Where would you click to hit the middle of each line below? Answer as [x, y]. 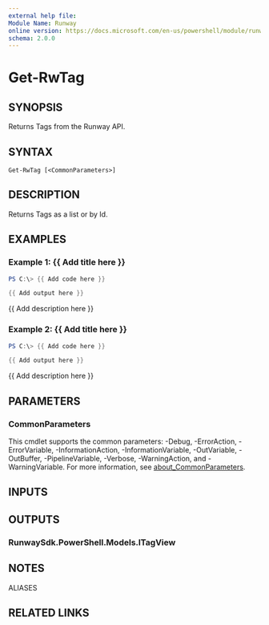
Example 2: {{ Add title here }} [68, 330]
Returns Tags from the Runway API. [67, 127]
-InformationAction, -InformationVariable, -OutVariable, [147, 450]
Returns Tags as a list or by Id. [58, 214]
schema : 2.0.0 [32, 38]
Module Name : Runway [43, 23]
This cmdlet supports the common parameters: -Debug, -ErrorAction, [123, 441]
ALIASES [23, 587]
